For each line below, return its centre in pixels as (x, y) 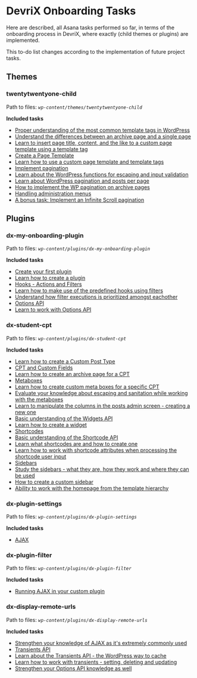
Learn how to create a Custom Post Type (65, 361)
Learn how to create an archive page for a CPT (72, 374)
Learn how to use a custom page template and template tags (89, 162)
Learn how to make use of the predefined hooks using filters (89, 291)
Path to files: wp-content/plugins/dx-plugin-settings (71, 516)
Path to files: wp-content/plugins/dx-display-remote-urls (77, 620)
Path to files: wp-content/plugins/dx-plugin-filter (69, 568)
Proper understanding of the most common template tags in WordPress (102, 130)
